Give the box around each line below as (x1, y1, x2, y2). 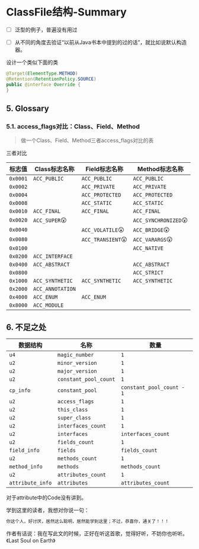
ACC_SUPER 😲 (33, 216, 67, 224)
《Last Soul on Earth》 (6, 537, 56, 544)
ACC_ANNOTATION (33, 285, 76, 293)
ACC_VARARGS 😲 (133, 235, 173, 243)
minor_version (57, 359, 97, 367)
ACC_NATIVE (133, 245, 164, 252)
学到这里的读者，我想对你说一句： (6, 507, 89, 514)
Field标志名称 (85, 165, 124, 174)
